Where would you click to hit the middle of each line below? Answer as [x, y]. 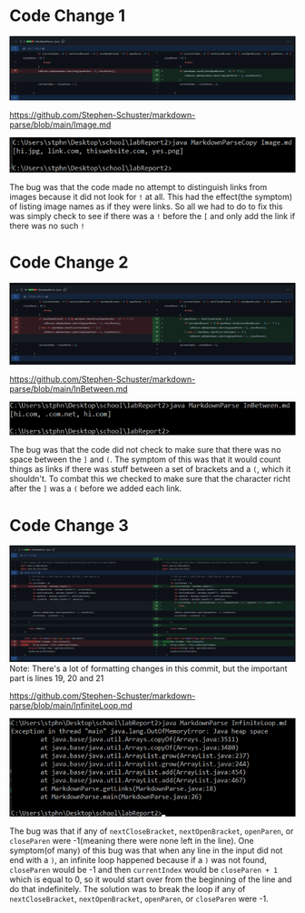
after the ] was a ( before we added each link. [96, 488]
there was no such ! [47, 226]
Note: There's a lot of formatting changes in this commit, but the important [148, 668]
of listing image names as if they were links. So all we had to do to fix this [146, 206]
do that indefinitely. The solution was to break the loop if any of [128, 888]
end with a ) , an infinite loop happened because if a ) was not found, [138, 859]
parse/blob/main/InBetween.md [69, 389]
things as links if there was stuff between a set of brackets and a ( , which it [150, 469]
